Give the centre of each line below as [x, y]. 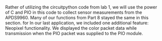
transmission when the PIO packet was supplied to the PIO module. [74, 33]
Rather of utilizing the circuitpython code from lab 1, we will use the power [81, 7]
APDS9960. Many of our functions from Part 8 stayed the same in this [77, 18]
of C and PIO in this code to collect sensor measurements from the [74, 12]
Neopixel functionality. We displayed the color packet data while [71, 28]
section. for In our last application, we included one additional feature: [77, 23]
